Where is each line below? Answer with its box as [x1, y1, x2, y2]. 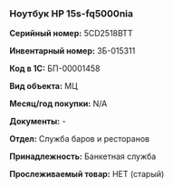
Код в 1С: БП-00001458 [9, 63, 101, 74]
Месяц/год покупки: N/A [9, 98, 108, 109]
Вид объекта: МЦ [9, 81, 79, 92]
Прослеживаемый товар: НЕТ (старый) [9, 169, 165, 180]
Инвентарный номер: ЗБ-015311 [9, 45, 136, 56]
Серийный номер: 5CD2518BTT [9, 28, 133, 39]
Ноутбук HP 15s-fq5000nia [9, 7, 134, 20]
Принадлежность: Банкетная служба [9, 151, 157, 162]
